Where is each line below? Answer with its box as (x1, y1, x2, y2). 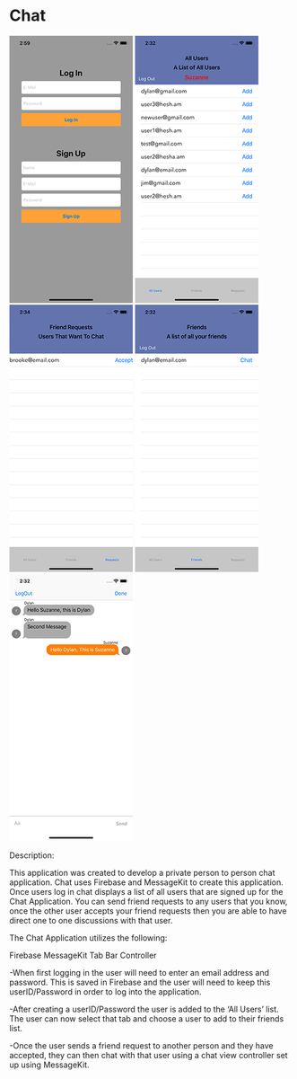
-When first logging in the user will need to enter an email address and (9, 967, 270, 977)
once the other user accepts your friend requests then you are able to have (9, 905, 287, 916)
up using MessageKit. (9, 1059, 90, 1070)
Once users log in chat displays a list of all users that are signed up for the (9, 886, 284, 897)
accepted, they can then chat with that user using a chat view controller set (9, 1049, 289, 1060)
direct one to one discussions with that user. (9, 915, 173, 925)
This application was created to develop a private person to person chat (9, 867, 275, 878)
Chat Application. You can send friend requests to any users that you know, (9, 896, 288, 907)
